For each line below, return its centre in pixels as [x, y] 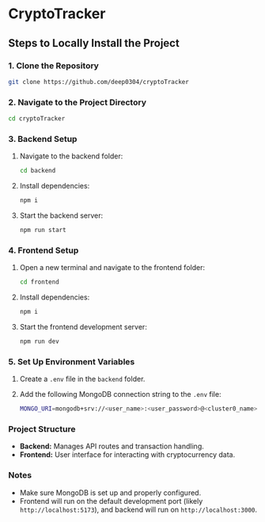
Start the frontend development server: [83, 326]
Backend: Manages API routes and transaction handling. [112, 446]
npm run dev [39, 341]
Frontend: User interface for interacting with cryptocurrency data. [127, 455]
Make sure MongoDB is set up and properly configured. [110, 493]
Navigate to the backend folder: [71, 156]
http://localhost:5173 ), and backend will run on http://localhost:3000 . [138, 509]
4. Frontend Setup [44, 250]
